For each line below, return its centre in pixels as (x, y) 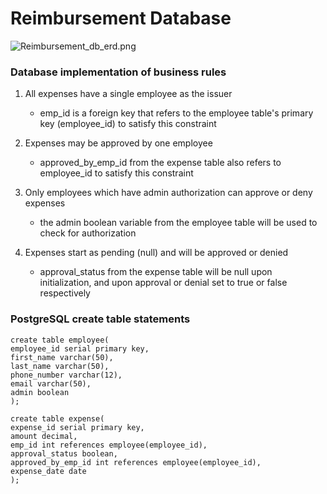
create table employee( (60, 340)
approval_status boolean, (64, 453)
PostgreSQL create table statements (100, 319)
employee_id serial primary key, (80, 348)
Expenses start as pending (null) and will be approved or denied (156, 253)
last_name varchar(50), (60, 366)
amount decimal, (44, 436)
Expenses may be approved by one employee (118, 143)
